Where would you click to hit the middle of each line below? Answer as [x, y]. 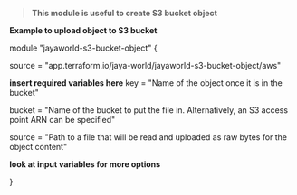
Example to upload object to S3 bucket [83, 30]
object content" [38, 147]
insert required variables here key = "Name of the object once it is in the [146, 83]
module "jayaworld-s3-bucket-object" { [83, 48]
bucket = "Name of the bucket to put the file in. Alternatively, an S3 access [148, 110]
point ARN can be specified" [62, 120]
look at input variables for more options [85, 164]
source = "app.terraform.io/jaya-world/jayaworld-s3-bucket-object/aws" [145, 65]
